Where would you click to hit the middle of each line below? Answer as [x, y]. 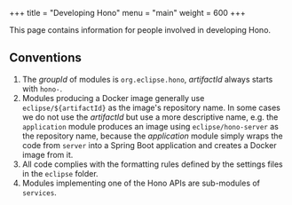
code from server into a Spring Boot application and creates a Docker [149, 145]
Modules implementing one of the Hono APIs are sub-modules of [141, 183]
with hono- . [42, 89]
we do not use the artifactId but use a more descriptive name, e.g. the [150, 117]
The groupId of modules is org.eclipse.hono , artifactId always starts [147, 79]
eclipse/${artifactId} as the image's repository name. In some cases [151, 107]
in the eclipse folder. [60, 173]
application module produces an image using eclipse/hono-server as [150, 126]
